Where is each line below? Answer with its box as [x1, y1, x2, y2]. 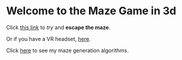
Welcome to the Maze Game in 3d [6, 4, 177, 18]
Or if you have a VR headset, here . [6, 35, 91, 42]
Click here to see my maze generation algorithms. [6, 46, 129, 54]
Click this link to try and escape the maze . [6, 24, 111, 31]
